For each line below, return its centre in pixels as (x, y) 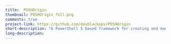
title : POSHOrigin (26, 10)
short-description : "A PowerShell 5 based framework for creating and (82, 29)
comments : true (21, 19)
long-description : (25, 33)
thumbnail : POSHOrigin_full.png (39, 15)
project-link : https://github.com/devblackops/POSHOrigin (68, 24)
